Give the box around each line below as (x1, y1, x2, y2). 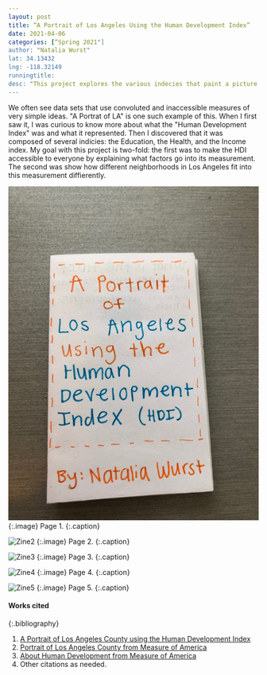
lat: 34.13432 (8, 55, 56, 63)
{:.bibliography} (8, 619, 60, 628)
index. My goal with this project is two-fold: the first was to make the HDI (8, 145, 247, 154)
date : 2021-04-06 (8, 29, 66, 37)
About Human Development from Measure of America (19, 650, 197, 660)
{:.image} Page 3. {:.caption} (37, 552, 130, 561)
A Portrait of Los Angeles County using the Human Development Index (19, 634, 251, 643)
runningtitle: (8, 72, 56, 80)
